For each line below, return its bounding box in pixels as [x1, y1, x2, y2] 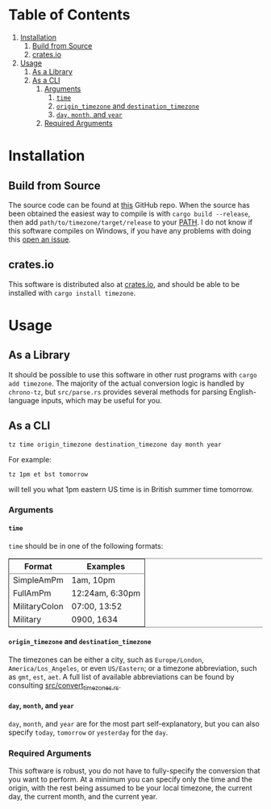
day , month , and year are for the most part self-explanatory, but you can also [8, 718, 260, 728]
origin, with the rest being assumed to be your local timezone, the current [8, 783, 252, 793]
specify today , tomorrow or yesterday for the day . [8, 727, 169, 737]
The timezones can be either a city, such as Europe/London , [8, 655, 204, 664]
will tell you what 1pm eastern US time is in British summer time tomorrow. [8, 484, 254, 494]
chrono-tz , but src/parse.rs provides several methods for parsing [8, 386, 227, 397]
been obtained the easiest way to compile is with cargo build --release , [8, 209, 251, 218]
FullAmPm [13, 588, 52, 599]
